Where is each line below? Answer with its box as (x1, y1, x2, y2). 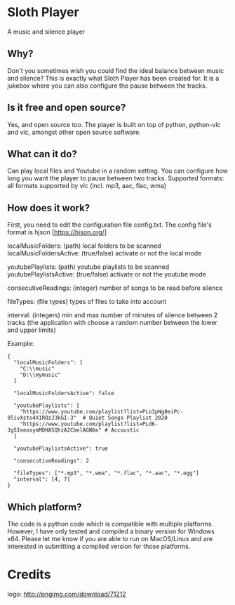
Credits (7, 566, 51, 583)
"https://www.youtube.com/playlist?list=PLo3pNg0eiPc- (20, 408, 184, 415)
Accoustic (111, 427, 140, 434)
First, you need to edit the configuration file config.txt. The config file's (7, 220, 213, 229)
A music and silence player (7, 27, 86, 36)
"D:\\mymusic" (20, 371, 61, 379)
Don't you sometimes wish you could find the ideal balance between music (7, 66, 224, 74)
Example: (7, 340, 34, 348)
